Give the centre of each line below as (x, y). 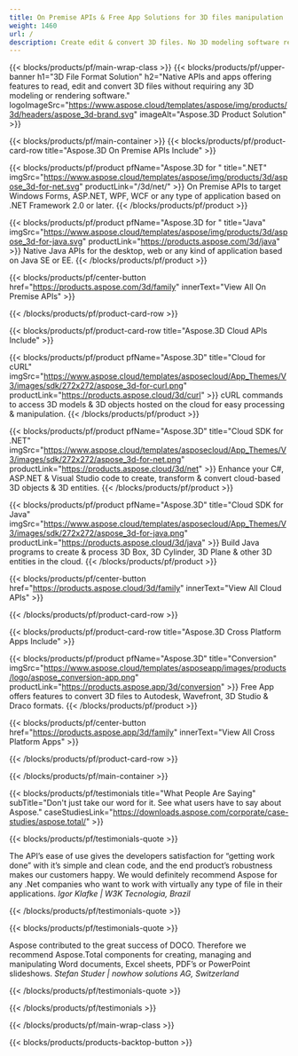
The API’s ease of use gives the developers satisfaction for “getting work (142, 856)
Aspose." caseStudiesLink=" (61, 812)
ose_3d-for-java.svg (46, 241)
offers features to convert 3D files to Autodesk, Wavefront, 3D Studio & (139, 697)
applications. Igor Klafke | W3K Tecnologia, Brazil (100, 894)
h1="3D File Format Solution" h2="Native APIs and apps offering (154, 77)
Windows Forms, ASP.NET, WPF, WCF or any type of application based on (145, 196)
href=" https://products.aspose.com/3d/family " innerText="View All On (138, 287)
